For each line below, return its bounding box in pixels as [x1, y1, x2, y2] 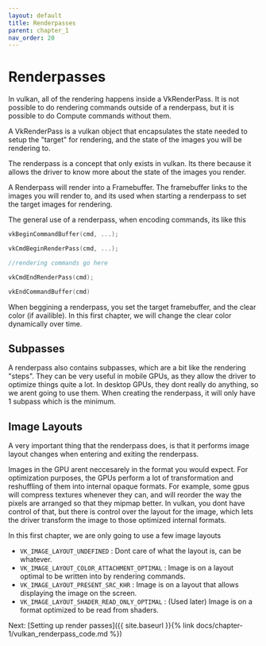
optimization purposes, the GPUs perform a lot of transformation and [8, 474, 234, 483]
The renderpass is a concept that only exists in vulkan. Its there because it [8, 159, 252, 168]
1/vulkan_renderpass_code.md [8, 629, 109, 639]
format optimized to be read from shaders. [19, 605, 159, 615]
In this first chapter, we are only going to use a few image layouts [8, 531, 222, 540]
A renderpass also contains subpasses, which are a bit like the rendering [8, 363, 246, 373]
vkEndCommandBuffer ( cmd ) [8, 288, 91, 296]
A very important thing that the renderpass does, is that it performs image [8, 441, 250, 451]
